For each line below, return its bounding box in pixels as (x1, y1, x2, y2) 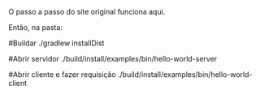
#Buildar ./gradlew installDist (8, 38, 105, 48)
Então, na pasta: (8, 23, 63, 32)
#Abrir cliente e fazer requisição (8, 70, 116, 79)
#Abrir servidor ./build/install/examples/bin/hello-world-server (8, 54, 218, 63)
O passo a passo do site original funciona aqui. (8, 7, 166, 16)
